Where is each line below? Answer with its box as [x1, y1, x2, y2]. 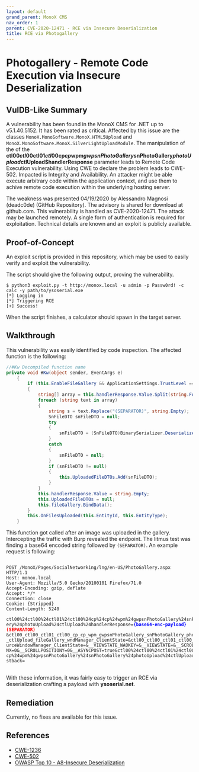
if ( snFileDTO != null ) [48, 463, 108, 469]
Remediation [6, 697, 54, 708]
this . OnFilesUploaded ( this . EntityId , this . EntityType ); [27, 513, 168, 519]
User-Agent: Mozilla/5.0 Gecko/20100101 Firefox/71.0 [6, 580, 142, 587]
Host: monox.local [6, 575, 52, 581]
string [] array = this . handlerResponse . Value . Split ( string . [37, 392, 190, 398]
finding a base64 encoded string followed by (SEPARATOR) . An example [6, 542, 178, 549]
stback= [6, 658, 25, 664]
